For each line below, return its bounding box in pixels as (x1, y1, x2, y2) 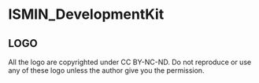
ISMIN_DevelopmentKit (8, 5, 165, 23)
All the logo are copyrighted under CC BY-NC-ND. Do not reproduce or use (8, 57, 252, 67)
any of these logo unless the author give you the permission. (8, 66, 205, 75)
